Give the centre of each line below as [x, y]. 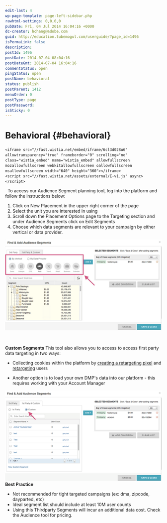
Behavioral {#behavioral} [58, 136]
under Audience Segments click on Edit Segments [64, 222]
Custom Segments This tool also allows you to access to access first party [82, 348]
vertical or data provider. [38, 232]
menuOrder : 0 [19, 95]
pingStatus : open [23, 74]
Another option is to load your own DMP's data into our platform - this [84, 378]
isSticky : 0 [17, 110]
